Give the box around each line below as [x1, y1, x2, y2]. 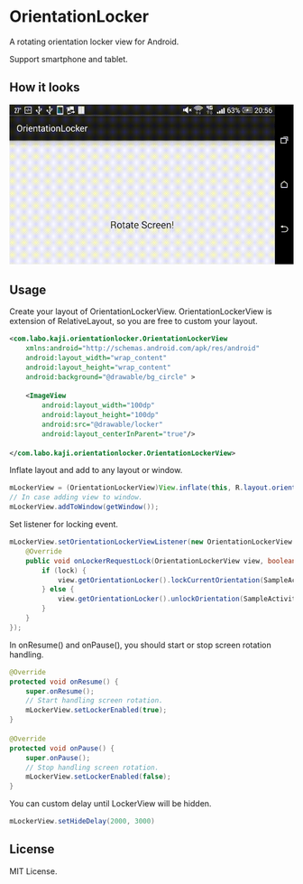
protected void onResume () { [9, 677, 119, 686]
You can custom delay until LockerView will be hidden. [9, 798, 212, 809]
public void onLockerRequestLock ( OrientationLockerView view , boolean [25, 556, 297, 565]
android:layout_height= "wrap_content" [25, 363, 171, 372]
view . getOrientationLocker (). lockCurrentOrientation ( [57, 575, 264, 584]
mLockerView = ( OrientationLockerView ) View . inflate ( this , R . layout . [9, 483, 272, 493]
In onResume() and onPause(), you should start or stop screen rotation [9, 639, 272, 650]
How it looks [9, 79, 80, 96]
